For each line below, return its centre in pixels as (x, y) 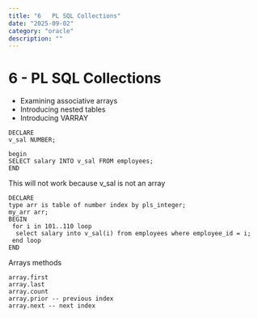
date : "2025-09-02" (41, 23)
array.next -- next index (52, 306)
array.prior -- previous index (61, 299)
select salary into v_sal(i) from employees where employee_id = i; (133, 234)
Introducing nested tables (63, 109)
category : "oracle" (41, 31)
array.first (28, 278)
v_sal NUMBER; (32, 140)
